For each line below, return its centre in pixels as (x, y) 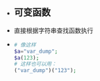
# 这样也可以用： (35, 64)
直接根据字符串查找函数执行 (53, 30)
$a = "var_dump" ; (36, 51)
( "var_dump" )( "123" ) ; (45, 71)
